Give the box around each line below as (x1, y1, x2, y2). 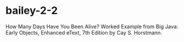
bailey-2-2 (5, 4, 58, 17)
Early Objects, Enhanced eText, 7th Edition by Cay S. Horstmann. (5, 29, 162, 36)
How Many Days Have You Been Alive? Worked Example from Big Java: (5, 23, 179, 30)
